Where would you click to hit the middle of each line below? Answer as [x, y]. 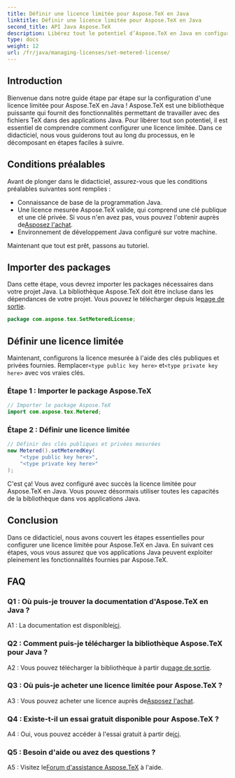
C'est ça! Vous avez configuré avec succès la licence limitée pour [102, 484]
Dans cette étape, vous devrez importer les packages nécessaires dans [111, 284]
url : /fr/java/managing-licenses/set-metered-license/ [89, 53]
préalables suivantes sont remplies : [59, 189]
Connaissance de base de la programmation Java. [90, 202]
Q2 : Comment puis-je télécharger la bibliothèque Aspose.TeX [115, 644]
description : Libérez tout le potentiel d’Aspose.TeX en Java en [104, 33]
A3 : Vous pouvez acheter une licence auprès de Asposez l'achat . [101, 700]
